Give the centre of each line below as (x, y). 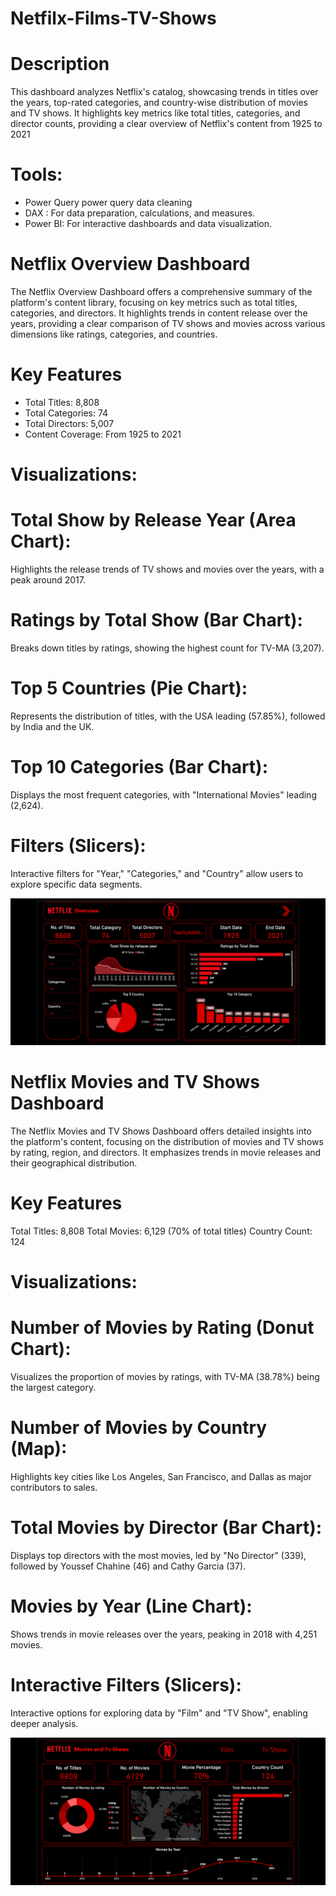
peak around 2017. (48, 580)
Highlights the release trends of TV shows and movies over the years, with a (167, 569)
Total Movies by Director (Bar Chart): (166, 1528)
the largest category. (53, 1388)
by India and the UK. (52, 726)
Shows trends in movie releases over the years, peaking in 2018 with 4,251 (164, 1634)
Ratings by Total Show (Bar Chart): (156, 620)
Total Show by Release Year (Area (153, 520)
